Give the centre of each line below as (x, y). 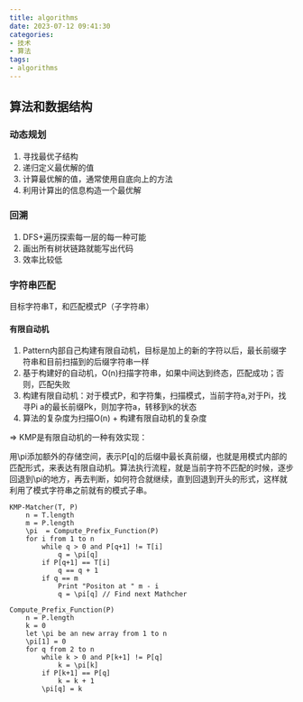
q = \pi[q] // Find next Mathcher (122, 595)
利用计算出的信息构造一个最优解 (82, 189)
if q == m (60, 578)
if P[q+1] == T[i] (76, 563)
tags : (19, 60)
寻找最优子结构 (50, 156)
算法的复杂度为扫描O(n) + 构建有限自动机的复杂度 (115, 418)
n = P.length (50, 618)
